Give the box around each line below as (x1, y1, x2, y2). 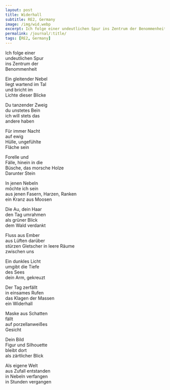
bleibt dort (5, 347, 27, 353)
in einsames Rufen (5, 289, 44, 295)
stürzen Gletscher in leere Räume (5, 243, 75, 249)
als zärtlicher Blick (5, 352, 44, 358)
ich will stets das (5, 112, 40, 118)
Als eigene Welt (5, 362, 38, 369)
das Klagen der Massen (5, 295, 55, 301)
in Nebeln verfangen (5, 373, 48, 379)
